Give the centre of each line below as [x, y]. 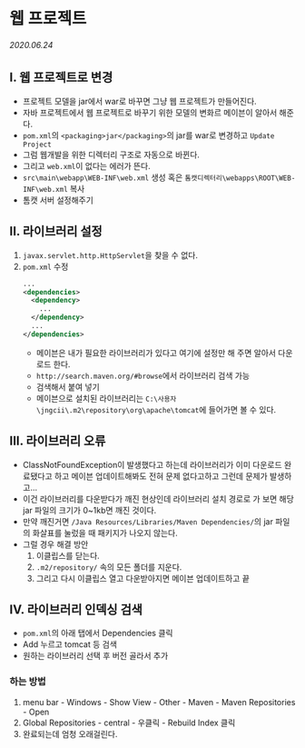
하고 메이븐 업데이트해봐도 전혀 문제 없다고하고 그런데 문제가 [161, 476]
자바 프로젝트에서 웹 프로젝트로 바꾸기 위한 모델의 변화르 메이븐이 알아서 [150, 112]
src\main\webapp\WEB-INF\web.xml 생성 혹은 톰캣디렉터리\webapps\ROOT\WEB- [159, 177]
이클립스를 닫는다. [68, 555]
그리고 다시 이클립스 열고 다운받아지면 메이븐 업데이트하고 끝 [143, 578]
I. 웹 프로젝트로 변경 [61, 78]
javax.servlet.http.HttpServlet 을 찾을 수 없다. [110, 254]
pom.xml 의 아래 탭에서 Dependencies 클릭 [98, 633]
